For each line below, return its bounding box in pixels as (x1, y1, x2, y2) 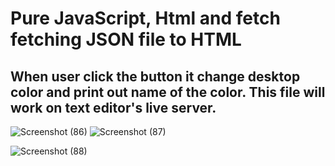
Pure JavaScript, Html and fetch (10, 7, 281, 30)
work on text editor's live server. (10, 99, 217, 116)
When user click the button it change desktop (10, 68, 301, 85)
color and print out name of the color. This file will (10, 83, 326, 101)
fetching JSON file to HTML (10, 28, 242, 51)
